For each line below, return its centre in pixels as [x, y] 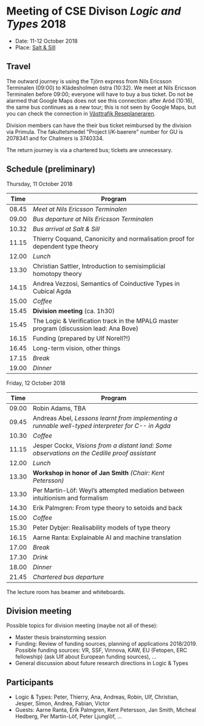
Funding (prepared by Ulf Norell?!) [81, 338]
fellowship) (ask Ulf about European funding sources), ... [86, 657]
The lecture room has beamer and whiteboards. [66, 592]
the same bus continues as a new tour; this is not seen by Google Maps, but [101, 107]
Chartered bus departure [68, 577]
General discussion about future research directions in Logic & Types [101, 663]
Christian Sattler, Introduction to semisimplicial [99, 266]
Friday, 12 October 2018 [36, 383]
